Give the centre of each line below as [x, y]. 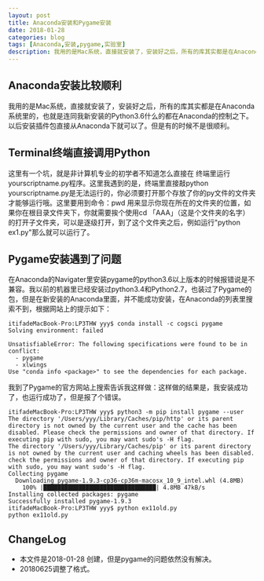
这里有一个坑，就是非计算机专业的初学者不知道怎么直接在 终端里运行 [119, 173]
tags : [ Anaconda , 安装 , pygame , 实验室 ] [67, 45]
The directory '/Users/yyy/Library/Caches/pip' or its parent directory [130, 447]
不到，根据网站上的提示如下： [63, 309]
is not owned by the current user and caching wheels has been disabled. [132, 453]
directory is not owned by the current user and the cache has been [123, 426]
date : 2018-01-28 [37, 30]
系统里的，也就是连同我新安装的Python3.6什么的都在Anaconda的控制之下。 [131, 115]
